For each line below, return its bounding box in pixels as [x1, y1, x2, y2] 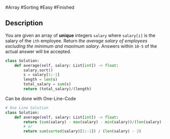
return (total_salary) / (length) [23, 86, 92, 91]
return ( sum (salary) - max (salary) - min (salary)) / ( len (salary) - [23, 119, 166, 124]
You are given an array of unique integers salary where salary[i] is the [5, 32, 156, 38]
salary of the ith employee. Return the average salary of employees [5, 37, 148, 43]
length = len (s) [23, 77, 58, 82]
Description [5, 19, 43, 27]
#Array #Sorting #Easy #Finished [5, 5, 75, 10]
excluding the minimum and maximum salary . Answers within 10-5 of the [5, 43, 157, 49]
